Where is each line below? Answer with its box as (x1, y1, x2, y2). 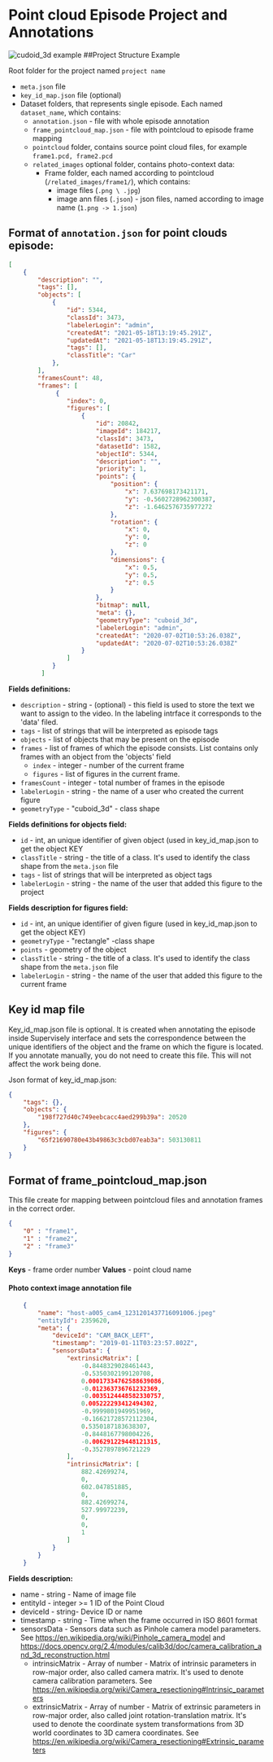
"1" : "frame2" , (23, 1235, 79, 1243)
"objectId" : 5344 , (95, 449, 158, 458)
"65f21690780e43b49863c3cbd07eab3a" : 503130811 (37, 1136, 201, 1144)
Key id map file (8, 1003, 85, 1017)
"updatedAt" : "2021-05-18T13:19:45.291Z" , (66, 336, 213, 344)
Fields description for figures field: (8, 902, 128, 913)
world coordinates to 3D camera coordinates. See (32, 1728, 199, 1738)
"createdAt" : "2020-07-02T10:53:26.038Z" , (95, 631, 242, 640)
